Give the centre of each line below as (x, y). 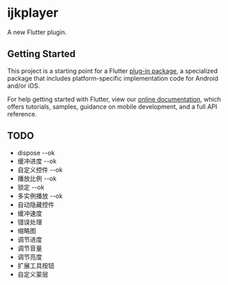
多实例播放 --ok (40, 196)
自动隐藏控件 (36, 204)
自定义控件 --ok (40, 169)
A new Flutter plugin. (37, 32)
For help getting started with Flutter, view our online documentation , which (114, 99)
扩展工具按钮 (36, 265)
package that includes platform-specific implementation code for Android (113, 78)
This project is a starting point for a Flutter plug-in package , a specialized (113, 70)
